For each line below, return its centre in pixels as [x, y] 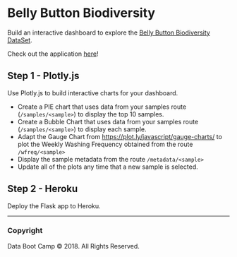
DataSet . [20, 40]
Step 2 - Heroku [43, 189]
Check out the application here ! [53, 54]
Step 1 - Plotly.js [43, 76]
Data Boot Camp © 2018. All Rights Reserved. [73, 246]
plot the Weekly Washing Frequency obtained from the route [105, 144]
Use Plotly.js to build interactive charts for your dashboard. [93, 92]
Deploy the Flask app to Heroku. [54, 205]
